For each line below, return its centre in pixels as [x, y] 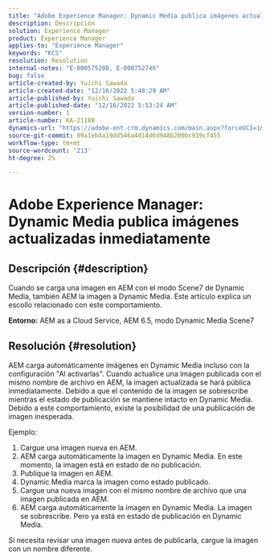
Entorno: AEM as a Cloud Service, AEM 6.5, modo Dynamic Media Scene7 [131, 321]
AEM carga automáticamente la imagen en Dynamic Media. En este [131, 456]
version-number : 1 [39, 113]
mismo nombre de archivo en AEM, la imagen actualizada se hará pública [130, 382]
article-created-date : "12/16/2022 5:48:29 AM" [90, 91]
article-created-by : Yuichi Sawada [68, 83]
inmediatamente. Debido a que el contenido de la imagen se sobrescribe [129, 391]
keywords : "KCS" [35, 53]
